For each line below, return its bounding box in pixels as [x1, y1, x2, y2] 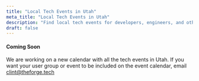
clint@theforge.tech [6, 69, 55, 76]
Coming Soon [6, 43, 40, 50]
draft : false [6, 25, 38, 31]
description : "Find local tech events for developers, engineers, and [6, 19, 184, 25]
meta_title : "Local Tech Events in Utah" [6, 14, 110, 20]
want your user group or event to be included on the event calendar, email [6, 62, 187, 69]
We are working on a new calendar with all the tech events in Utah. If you [6, 56, 185, 63]
